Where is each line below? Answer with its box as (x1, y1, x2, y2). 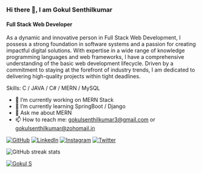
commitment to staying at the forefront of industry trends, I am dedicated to (6, 66, 195, 73)
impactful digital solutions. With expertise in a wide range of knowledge (6, 47, 185, 54)
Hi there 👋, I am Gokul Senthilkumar (6, 5, 113, 14)
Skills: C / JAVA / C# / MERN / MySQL (6, 84, 100, 92)
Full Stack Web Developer (6, 21, 73, 28)
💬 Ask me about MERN (15, 109, 72, 117)
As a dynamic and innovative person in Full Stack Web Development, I (6, 34, 181, 41)
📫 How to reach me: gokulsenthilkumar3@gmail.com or (15, 116, 156, 123)
